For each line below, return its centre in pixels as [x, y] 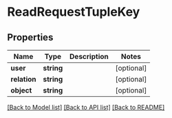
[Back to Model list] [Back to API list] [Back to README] [86, 107]
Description [89, 57]
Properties [30, 37]
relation [23, 79]
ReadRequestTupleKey [74, 12]
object [21, 90]
